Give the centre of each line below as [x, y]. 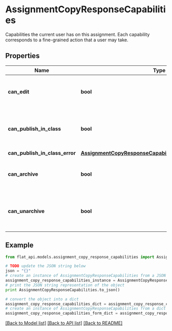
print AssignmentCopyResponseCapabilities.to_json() [63, 290]
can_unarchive [26, 211]
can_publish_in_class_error [42, 153]
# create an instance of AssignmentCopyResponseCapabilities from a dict [86, 309]
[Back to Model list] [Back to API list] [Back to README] [64, 323]
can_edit [19, 91]
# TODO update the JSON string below [46, 266]
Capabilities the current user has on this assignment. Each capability [78, 34]
